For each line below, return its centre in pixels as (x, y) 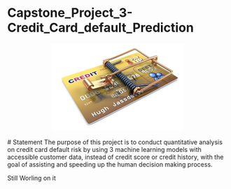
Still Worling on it (31, 178)
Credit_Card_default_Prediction (100, 28)
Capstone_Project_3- (70, 13)
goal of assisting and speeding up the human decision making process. (110, 164)
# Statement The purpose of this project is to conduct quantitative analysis (115, 142)
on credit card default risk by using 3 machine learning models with (104, 149)
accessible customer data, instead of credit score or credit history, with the (115, 157)
